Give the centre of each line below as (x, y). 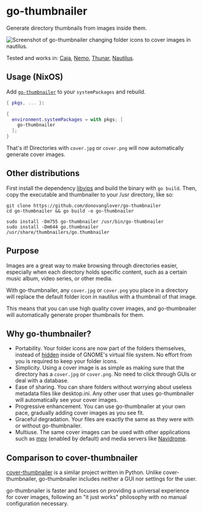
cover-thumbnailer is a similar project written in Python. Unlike (84, 472)
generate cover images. (36, 154)
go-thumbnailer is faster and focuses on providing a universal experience (98, 491)
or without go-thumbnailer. (48, 426)
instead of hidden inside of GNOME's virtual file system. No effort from (103, 355)
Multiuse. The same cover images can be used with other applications (103, 432)
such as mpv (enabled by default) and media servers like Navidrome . (101, 439)
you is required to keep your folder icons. (66, 361)
